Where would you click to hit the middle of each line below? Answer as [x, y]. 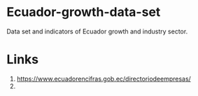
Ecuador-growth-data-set [84, 12]
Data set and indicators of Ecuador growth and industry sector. [97, 31]
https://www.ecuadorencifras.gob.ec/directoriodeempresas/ [104, 79]
